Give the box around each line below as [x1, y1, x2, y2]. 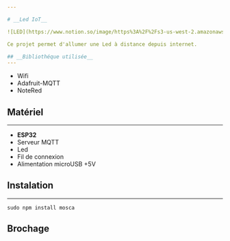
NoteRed [16, 86, 42, 94]
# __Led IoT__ [7, 16, 48, 23]
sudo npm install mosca [7, 204, 75, 211]
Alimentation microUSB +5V [16, 160, 96, 168]
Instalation [7, 179, 53, 192]
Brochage [7, 223, 50, 235]
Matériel [7, 106, 44, 118]
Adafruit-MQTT [16, 79, 60, 88]
